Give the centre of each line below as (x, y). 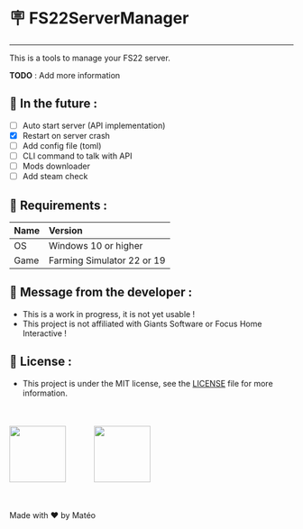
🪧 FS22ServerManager (99, 18)
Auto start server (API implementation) (94, 125)
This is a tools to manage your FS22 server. (90, 58)
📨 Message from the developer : (101, 292)
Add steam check (55, 177)
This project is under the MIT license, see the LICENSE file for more (147, 383)
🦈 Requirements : (59, 205)
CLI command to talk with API (77, 156)
